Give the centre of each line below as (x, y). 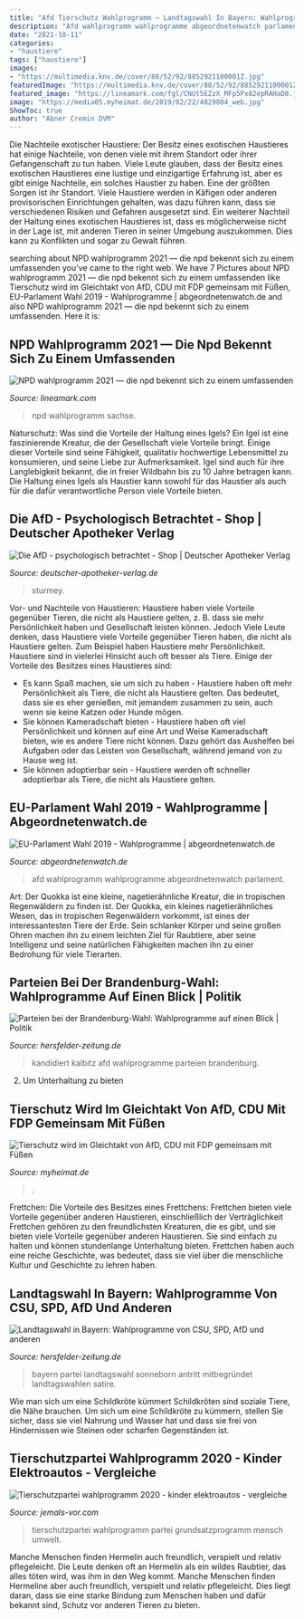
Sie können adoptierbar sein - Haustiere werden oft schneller (136, 770)
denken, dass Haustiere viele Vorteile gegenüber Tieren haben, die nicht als (151, 637)
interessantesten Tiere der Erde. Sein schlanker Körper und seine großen (145, 925)
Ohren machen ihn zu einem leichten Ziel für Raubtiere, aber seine (133, 934)
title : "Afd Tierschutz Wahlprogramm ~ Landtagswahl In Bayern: (133, 18)
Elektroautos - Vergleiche (83, 1473)
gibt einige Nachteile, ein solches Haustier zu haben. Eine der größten (139, 183)
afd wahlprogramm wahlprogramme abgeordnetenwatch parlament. (158, 878)
